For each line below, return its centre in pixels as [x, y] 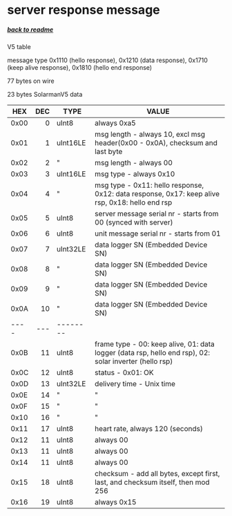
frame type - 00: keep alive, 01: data [155, 344]
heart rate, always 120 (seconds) [149, 429]
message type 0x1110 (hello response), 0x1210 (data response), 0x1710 [108, 60]
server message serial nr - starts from [156, 214]
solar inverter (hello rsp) [134, 361]
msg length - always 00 [133, 163]
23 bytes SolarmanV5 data [45, 95]
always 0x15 [115, 502]
